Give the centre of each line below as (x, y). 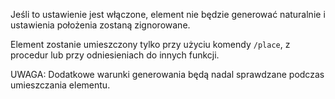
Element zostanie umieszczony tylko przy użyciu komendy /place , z (150, 44)
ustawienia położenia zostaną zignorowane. (100, 25)
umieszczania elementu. (60, 85)
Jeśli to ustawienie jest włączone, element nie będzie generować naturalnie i (168, 14)
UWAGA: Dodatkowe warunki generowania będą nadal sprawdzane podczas (167, 74)
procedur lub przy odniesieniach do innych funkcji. (115, 55)
